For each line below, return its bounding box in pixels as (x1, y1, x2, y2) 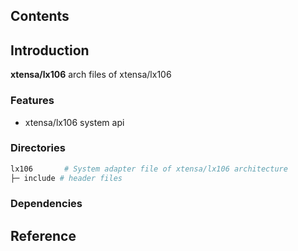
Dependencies (10, 197, 83, 211)
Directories (10, 141, 66, 155)
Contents (10, 8, 70, 25)
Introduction (10, 42, 90, 59)
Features (10, 94, 55, 108)
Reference (10, 227, 77, 244)
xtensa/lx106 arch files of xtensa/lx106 (10, 69, 172, 81)
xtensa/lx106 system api (24, 116, 125, 128)
